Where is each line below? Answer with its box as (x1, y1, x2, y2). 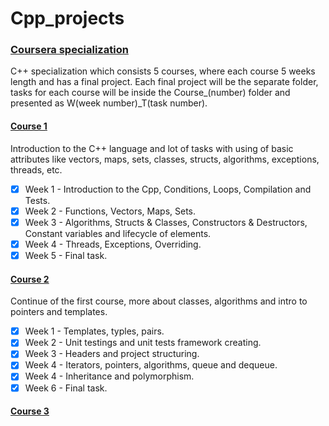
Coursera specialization (10, 43, 129, 57)
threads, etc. (10, 163, 63, 176)
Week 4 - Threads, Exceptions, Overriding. (24, 238, 202, 250)
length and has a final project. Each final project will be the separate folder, (10, 76, 319, 88)
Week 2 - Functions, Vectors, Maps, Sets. (24, 205, 197, 217)
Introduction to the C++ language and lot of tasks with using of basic (10, 142, 294, 154)
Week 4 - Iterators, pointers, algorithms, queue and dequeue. (24, 359, 278, 371)
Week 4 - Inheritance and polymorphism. (24, 370, 195, 382)
